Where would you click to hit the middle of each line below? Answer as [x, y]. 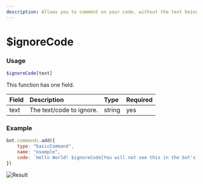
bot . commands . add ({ [31, 141]
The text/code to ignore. [64, 110]
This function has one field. [40, 85]
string [112, 110]
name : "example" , [39, 152]
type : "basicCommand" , [46, 146]
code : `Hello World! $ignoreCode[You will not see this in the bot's [107, 157]
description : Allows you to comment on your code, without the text [94, 12]
